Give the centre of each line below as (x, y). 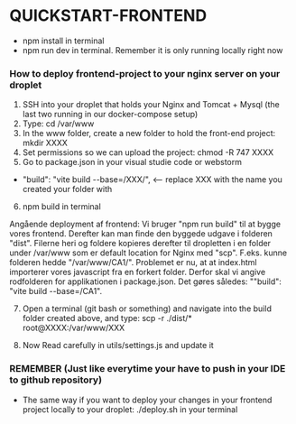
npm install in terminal (63, 41)
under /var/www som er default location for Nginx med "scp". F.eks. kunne (148, 253)
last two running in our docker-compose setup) (110, 115)
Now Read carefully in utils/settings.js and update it (118, 346)
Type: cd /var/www (58, 124)
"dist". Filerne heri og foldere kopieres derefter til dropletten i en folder (140, 244)
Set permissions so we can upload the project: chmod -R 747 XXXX (148, 152)
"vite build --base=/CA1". (56, 291)
